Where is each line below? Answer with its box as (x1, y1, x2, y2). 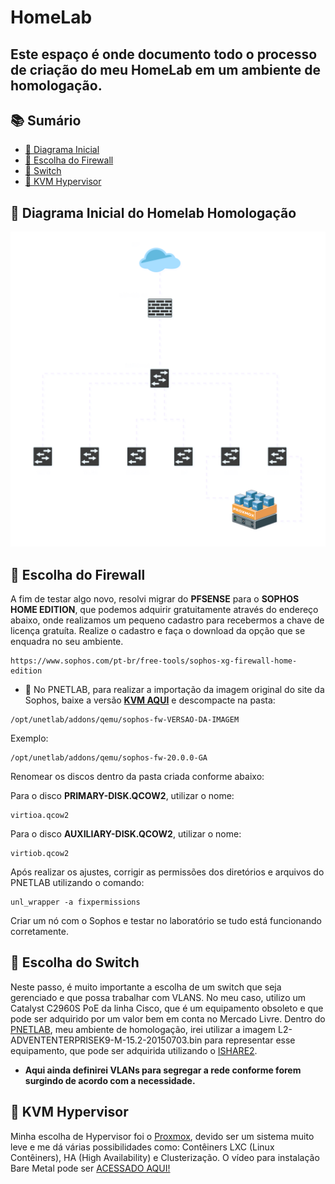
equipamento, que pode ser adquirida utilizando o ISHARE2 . (10, 1044, 258, 1056)
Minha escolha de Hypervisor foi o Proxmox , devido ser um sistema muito (10, 1130, 315, 1142)
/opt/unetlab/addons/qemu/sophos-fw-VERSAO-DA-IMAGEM (10, 715, 240, 725)
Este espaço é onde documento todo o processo (10, 46, 318, 63)
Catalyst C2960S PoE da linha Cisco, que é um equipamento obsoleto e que (10, 1002, 324, 1014)
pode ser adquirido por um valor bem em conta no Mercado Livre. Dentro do (10, 1012, 326, 1025)
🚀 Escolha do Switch (10, 954, 140, 971)
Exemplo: (10, 732, 49, 745)
